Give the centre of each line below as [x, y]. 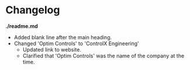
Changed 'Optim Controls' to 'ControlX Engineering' [77, 43]
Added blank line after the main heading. [63, 37]
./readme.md [22, 26]
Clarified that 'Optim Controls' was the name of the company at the [103, 56]
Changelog [33, 10]
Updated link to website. [52, 49]
